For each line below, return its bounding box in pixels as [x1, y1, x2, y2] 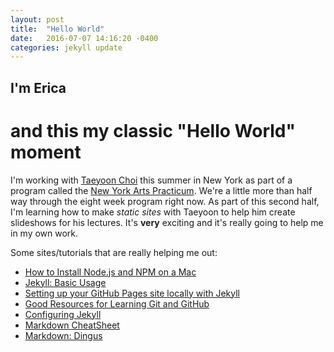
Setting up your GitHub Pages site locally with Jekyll [24, 287, 240, 299]
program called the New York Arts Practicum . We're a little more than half [10, 184, 313, 196]
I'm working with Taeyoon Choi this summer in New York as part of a [10, 174, 293, 186]
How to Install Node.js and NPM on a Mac [24, 266, 197, 278]
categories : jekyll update [10, 42, 123, 53]
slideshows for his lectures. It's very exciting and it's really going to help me [10, 216, 324, 228]
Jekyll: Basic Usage [24, 276, 107, 288]
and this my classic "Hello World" [10, 119, 296, 142]
